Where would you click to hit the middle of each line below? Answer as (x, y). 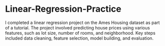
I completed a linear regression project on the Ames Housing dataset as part (82, 23)
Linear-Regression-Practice (63, 9)
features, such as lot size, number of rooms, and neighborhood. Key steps (80, 33)
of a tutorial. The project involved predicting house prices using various (78, 27)
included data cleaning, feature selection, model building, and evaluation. (79, 38)
